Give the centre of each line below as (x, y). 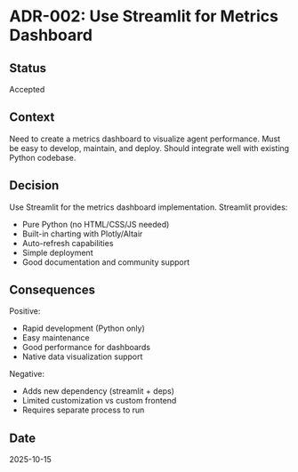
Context (32, 117)
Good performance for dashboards (86, 348)
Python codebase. (43, 157)
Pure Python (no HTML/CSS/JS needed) (96, 224)
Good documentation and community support (106, 262)
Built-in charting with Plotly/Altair (82, 234)
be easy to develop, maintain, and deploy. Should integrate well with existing (149, 148)
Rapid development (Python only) (83, 328)
